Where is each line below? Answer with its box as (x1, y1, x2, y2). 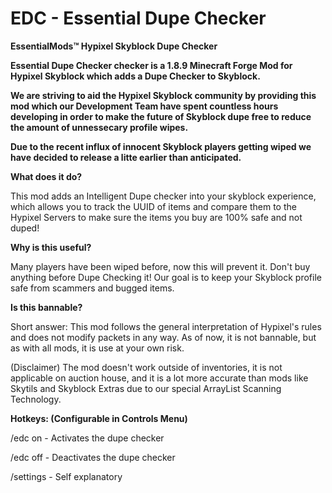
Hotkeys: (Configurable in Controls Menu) (10, 412, 188, 424)
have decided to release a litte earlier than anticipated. (10, 151, 242, 163)
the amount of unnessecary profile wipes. (10, 121, 189, 133)
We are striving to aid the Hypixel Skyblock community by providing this (10, 89, 317, 101)
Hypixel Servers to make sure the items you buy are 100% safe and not (10, 211, 303, 223)
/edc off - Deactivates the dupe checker (10, 451, 176, 463)
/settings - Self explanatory (10, 470, 123, 482)
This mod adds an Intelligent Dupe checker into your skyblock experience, (10, 190, 317, 202)
